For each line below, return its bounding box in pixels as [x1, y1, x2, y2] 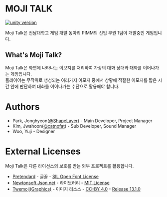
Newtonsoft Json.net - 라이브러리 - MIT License [12, 180, 110, 186]
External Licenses [5, 146, 81, 157]
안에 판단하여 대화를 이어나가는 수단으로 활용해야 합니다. [10, 83, 120, 89]
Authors [5, 101, 40, 112]
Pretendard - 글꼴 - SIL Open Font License [12, 173, 99, 180]
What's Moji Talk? [5, 51, 62, 59]
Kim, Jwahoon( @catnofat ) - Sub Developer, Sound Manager [12, 123, 136, 129]
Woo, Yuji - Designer [12, 128, 55, 134]
